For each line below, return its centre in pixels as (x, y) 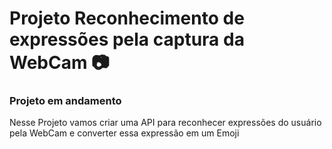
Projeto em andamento (65, 101)
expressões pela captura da (127, 39)
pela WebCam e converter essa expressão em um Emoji (124, 133)
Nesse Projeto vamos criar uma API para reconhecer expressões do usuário (165, 123)
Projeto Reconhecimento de (127, 18)
